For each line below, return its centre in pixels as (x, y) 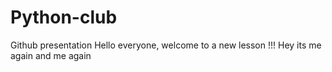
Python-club (64, 17)
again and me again (51, 55)
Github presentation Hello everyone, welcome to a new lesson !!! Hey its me (166, 45)
